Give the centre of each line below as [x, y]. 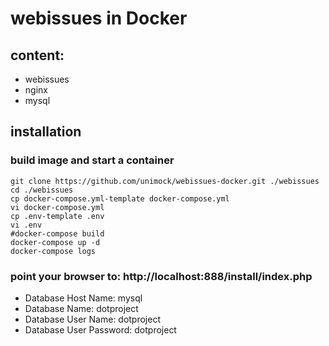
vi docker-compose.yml [57, 207]
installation [46, 132]
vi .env [26, 225]
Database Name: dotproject [81, 308]
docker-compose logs [53, 251]
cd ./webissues [42, 190]
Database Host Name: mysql [83, 298]
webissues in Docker [99, 18]
